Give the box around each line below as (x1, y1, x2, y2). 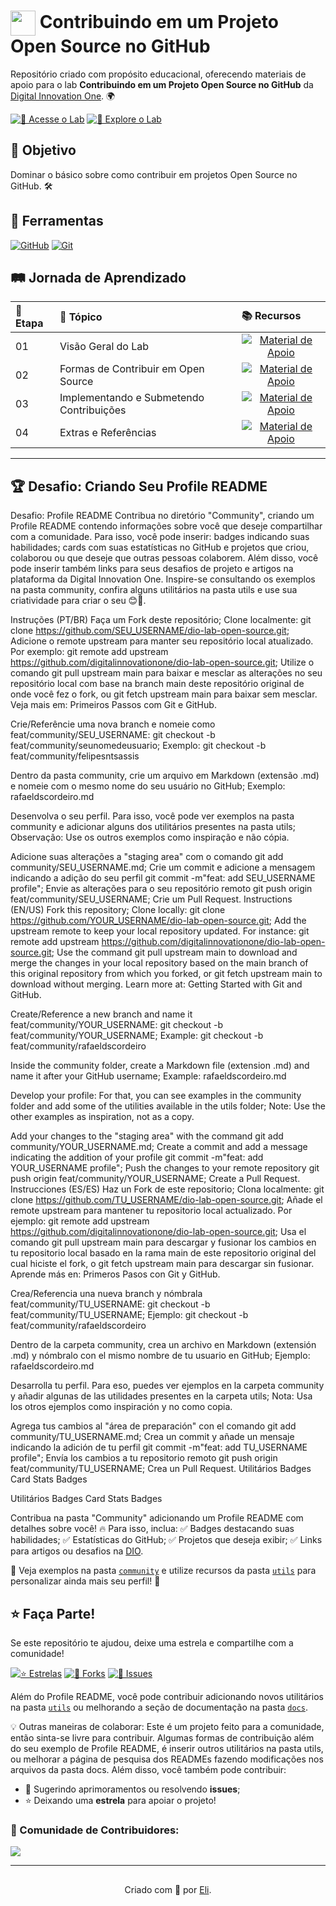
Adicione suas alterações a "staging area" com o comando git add (10, 851, 284, 863)
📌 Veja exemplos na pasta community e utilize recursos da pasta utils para (10, 1565, 317, 1577)
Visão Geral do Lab (59, 340, 150, 354)
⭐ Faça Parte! (10, 1605, 96, 1622)
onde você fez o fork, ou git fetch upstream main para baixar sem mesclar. (10, 688, 318, 700)
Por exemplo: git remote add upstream (10, 646, 169, 658)
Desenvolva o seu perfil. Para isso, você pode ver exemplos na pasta (10, 810, 295, 822)
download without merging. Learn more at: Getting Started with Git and (10, 978, 303, 990)
